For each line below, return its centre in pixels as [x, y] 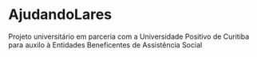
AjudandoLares [60, 15]
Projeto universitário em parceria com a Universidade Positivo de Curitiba [129, 36]
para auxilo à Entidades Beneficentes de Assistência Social [105, 44]
